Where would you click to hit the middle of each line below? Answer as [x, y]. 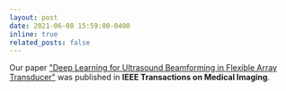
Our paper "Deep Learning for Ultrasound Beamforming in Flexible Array [143, 68]
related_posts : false [50, 42]
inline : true [34, 34]
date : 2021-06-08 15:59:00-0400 [70, 26]
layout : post [34, 17]
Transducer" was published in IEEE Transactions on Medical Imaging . [140, 78]
